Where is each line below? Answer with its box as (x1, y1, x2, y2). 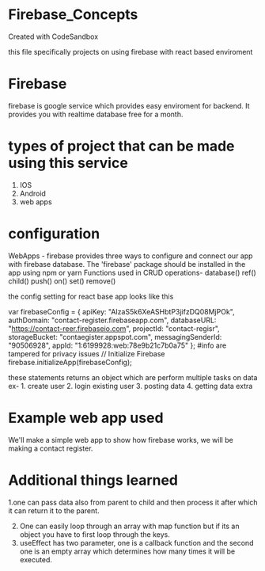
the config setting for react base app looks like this (8, 291, 174, 301)
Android (19, 188, 46, 198)
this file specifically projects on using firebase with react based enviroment (8, 47, 253, 56)
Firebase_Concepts (8, 6, 138, 24)
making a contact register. (8, 443, 93, 453)
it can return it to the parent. (8, 505, 100, 516)
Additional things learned (8, 471, 179, 489)
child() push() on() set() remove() (8, 276, 116, 286)
